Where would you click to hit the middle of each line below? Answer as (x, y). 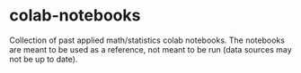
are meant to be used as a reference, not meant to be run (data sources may (150, 49)
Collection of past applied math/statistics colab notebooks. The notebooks (147, 40)
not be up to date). (44, 59)
